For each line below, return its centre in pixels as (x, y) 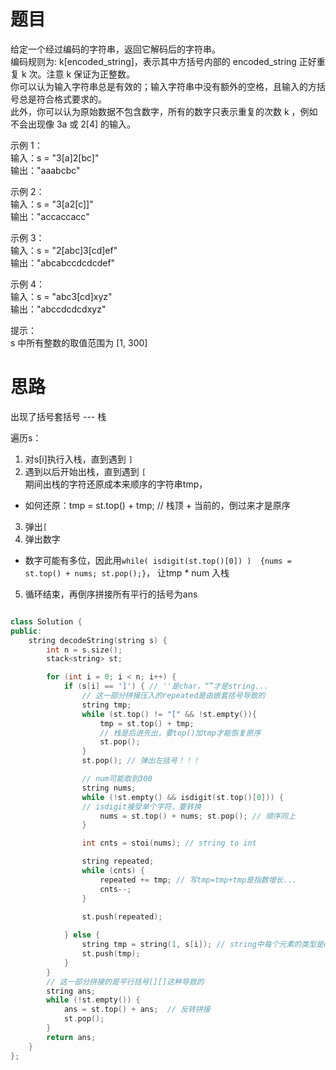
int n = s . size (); (84, 650)
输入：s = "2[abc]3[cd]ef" (64, 250)
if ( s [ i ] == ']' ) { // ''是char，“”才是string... (166, 686)
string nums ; (109, 788)
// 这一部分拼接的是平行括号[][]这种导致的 (125, 981)
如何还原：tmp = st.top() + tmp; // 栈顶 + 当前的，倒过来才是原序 (157, 505)
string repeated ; (118, 861)
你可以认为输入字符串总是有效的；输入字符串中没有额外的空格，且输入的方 (163, 86)
